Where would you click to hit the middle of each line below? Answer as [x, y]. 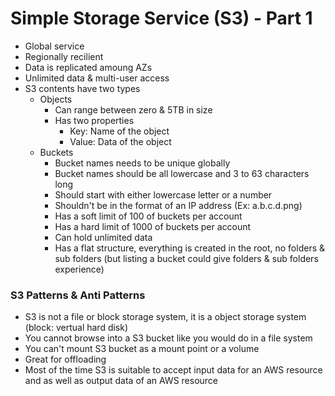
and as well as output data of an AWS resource [121, 381]
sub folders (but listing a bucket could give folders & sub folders [186, 258]
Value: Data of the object [120, 141]
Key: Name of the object [119, 131]
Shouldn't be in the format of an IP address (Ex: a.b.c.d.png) [178, 205]
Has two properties [94, 120]
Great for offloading [65, 359]
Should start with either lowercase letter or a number [163, 194]
